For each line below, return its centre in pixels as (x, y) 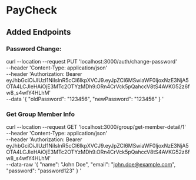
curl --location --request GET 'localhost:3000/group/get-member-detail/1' (96, 127)
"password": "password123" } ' (44, 171)
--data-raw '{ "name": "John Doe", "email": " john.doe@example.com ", (91, 165)
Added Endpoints (39, 32)
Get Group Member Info (41, 114)
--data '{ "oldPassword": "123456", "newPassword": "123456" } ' (85, 99)
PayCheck (31, 10)
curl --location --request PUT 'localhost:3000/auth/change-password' (92, 61)
